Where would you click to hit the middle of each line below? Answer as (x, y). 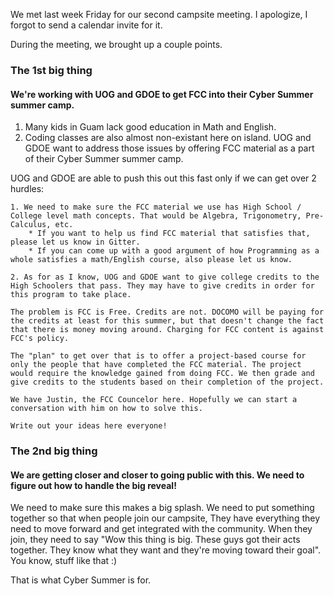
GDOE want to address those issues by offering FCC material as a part (169, 148)
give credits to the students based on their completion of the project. (167, 382)
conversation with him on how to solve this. (106, 409)
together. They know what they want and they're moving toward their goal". (166, 550)
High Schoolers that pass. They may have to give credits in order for (162, 286)
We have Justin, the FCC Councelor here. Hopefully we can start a (154, 400)
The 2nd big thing (54, 451)
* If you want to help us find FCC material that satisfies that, (169, 234)
